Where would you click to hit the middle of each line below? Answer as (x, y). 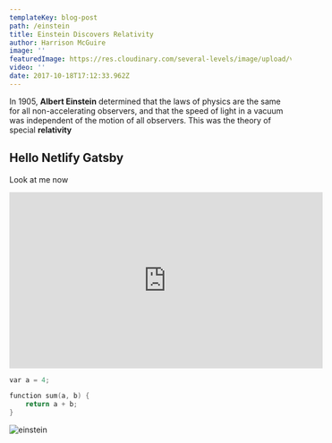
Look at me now (39, 179)
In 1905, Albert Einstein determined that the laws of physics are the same (145, 101)
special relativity (41, 130)
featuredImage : (38, 59)
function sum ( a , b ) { (50, 396)
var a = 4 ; (30, 380)
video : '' (28, 68)
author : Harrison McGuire (57, 43)
